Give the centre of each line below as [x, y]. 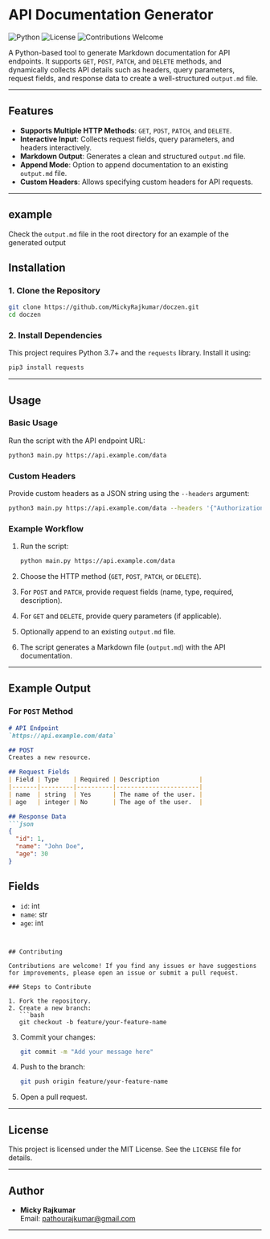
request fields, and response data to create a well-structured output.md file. [133, 78]
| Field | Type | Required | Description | [106, 780]
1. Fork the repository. [50, 1001]
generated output [37, 242]
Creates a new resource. [50, 757]
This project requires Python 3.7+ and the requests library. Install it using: [130, 353]
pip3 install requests [46, 367]
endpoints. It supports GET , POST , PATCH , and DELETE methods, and [115, 61]
